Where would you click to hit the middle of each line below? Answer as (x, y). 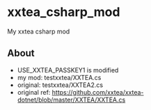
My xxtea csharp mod (39, 31)
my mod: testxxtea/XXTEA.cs (59, 77)
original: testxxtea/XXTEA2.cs (60, 85)
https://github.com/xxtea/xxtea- (98, 92)
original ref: (34, 92)
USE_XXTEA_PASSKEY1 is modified (68, 70)
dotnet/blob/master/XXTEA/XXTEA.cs (71, 100)
